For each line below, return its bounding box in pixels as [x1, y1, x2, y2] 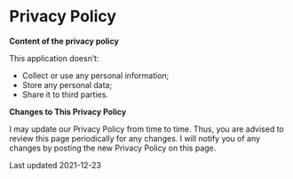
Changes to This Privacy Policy [9, 106, 127, 117]
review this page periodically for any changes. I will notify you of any [9, 133, 260, 143]
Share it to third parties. [21, 89, 109, 100]
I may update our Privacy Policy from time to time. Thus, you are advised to [9, 123, 284, 134]
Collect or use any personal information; [21, 69, 170, 81]
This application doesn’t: [9, 53, 99, 63]
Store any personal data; [21, 79, 113, 90]
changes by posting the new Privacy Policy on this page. [9, 142, 217, 153]
